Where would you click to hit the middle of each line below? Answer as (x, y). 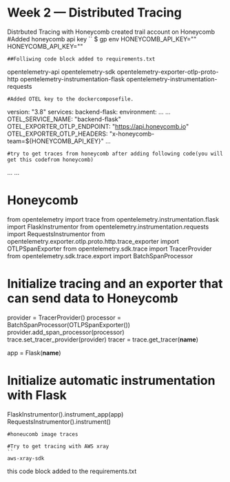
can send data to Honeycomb (93, 298)
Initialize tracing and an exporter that (115, 284)
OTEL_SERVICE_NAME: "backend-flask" (64, 119)
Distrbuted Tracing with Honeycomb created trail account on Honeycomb (111, 32)
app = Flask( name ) (34, 353)
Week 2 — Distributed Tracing (95, 13)
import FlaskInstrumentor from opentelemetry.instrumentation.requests (108, 227)
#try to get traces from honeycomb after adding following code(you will (115, 154)
